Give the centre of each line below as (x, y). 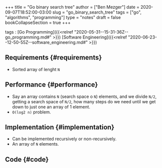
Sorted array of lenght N (36, 69)
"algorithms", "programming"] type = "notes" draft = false (63, 17)
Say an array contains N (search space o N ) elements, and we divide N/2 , (84, 96)
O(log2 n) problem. (31, 112)
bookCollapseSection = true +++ (38, 22)
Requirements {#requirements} (54, 58)
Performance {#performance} (52, 85)
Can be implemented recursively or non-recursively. (64, 139)
